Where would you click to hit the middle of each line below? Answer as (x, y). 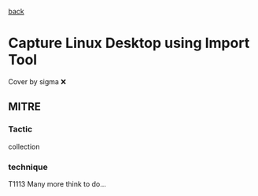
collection (24, 146)
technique (28, 167)
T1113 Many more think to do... (57, 183)
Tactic (20, 129)
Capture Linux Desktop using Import (129, 43)
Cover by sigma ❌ (37, 81)
